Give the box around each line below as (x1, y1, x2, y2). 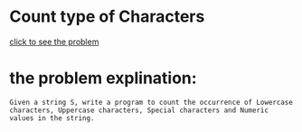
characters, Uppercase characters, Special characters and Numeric (9, 106, 269, 115)
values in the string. (9, 113, 95, 123)
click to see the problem (9, 36, 99, 47)
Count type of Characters (9, 6, 205, 27)
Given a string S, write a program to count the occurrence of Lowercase (9, 98, 294, 107)
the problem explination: (9, 68, 197, 89)
